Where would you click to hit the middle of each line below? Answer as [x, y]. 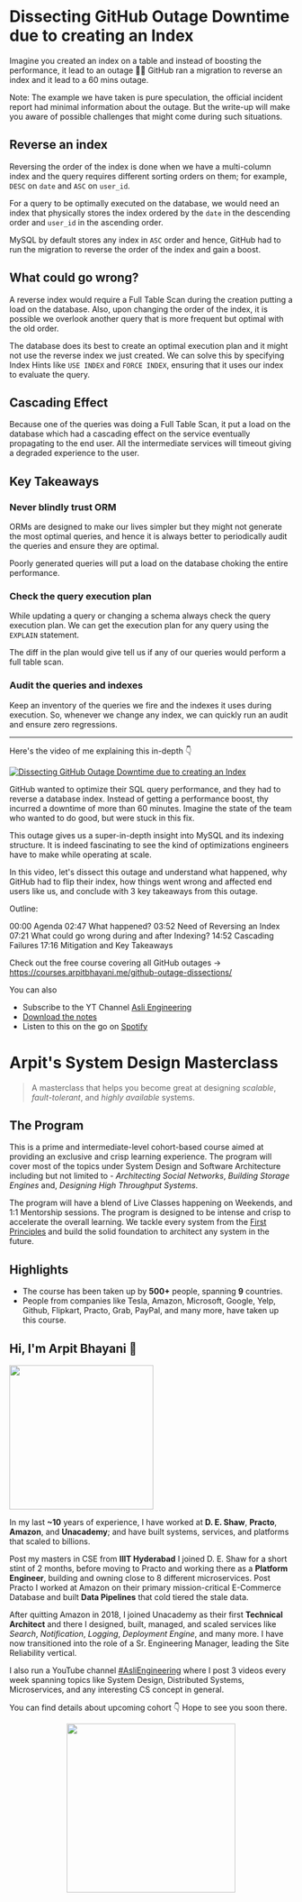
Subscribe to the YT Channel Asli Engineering [107, 1007]
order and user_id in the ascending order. [86, 222]
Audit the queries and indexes [76, 685]
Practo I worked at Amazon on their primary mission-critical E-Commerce [145, 1587]
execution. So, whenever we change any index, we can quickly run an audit [149, 715]
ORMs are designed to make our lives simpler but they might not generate [146, 527]
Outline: [24, 909]
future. [22, 1241]
